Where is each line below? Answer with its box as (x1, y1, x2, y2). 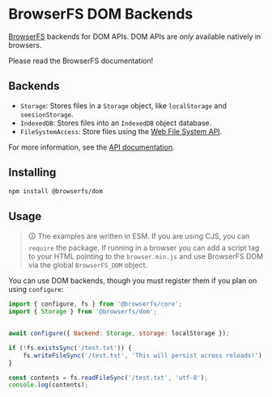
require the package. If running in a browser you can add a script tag (28, 243, 260, 253)
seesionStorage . (19, 109, 74, 119)
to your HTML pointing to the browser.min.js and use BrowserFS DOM (28, 251, 264, 261)
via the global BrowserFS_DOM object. (28, 260, 148, 270)
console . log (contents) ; (8, 381, 89, 389)
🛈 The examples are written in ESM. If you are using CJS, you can (28, 231, 250, 241)
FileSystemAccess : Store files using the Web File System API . (19, 126, 223, 136)
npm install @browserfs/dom (8, 187, 104, 195)
